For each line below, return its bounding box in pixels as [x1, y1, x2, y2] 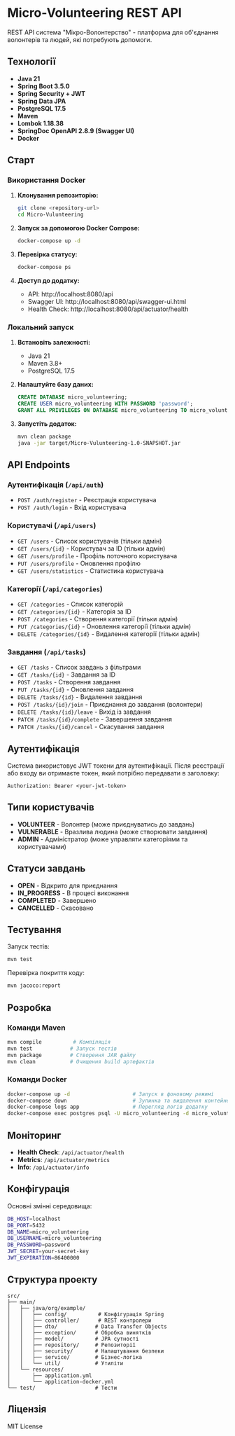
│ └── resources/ [7, 1366, 64, 1373]
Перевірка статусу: [17, 250, 78, 258]
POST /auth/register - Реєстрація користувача [17, 496, 157, 504]
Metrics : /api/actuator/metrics [17, 1155, 111, 1164]
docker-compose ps [17, 264, 71, 271]
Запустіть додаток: [17, 419, 77, 428]
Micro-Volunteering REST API [7, 5, 182, 21]
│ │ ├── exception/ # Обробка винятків [7, 1329, 152, 1336]
